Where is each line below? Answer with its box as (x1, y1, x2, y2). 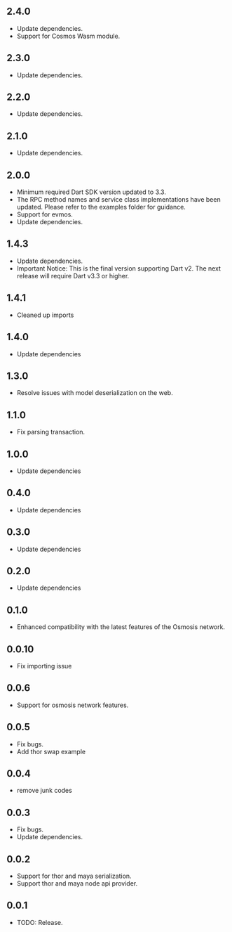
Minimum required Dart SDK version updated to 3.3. (16, 188, 166, 196)
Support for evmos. (16, 210, 73, 219)
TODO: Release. (16, 918, 64, 926)
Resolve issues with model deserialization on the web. (16, 389, 173, 397)
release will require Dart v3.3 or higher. (16, 271, 130, 280)
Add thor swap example (16, 747, 86, 756)
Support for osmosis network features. (16, 701, 129, 709)
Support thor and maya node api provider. (16, 879, 138, 888)
